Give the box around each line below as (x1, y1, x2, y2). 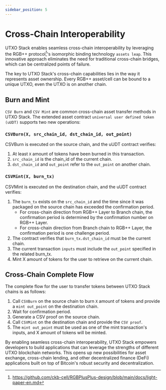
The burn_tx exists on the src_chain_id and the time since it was (12, 198, 144, 205)
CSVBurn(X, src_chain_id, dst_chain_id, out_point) (5, 131, 132, 137)
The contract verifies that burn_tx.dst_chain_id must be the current (12, 235, 151, 241)
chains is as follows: (5, 289, 46, 295)
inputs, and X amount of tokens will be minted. (12, 330, 107, 336)
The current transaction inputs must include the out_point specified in (12, 246, 156, 251)
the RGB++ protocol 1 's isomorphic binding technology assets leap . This (5, 50, 152, 57)
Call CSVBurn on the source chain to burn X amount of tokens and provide (12, 298, 161, 304)
